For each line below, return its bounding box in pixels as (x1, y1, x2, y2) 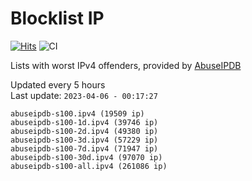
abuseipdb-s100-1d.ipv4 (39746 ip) (10, 117, 159, 127)
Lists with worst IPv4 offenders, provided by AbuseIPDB (10, 59, 242, 71)
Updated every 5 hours (10, 78, 106, 91)
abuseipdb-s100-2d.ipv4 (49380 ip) (10, 126, 159, 136)
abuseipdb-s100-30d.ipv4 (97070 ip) (10, 152, 163, 162)
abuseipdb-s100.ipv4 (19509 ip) (10, 108, 145, 119)
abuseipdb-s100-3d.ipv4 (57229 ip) (10, 135, 159, 145)
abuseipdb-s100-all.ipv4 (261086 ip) (10, 161, 168, 171)
